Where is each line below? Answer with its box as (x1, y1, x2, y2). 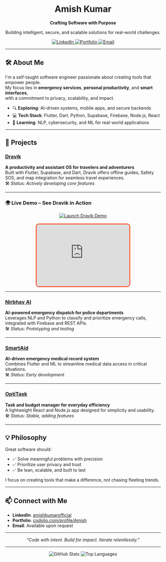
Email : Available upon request (12, 522, 73, 529)
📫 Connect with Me (5, 496, 68, 505)
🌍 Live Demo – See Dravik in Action (5, 200, 92, 206)
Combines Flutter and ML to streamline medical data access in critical (5, 361, 147, 367)
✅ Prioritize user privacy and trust (12, 462, 82, 468)
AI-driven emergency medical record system (5, 356, 99, 361)
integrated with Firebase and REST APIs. (5, 320, 87, 326)
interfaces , (5, 90, 28, 96)
